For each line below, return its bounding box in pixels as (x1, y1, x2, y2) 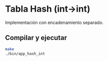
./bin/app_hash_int (5, 51, 45, 56)
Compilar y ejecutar (5, 34, 68, 42)
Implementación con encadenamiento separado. (5, 20, 104, 25)
